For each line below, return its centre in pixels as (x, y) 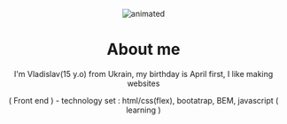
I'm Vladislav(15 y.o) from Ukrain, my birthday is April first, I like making (143, 74)
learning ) (143, 110)
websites (143, 83)
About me (143, 50)
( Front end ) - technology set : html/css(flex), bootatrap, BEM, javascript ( (143, 100)
